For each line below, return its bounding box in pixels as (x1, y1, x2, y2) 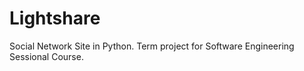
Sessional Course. (9, 50, 84, 62)
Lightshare (9, 7, 101, 30)
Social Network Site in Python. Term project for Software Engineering (9, 40, 295, 52)
